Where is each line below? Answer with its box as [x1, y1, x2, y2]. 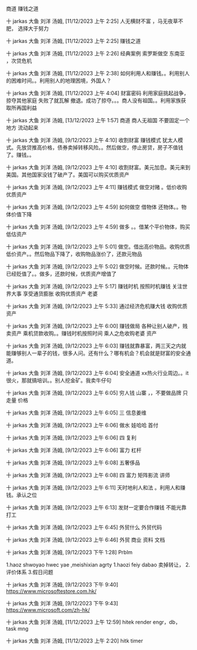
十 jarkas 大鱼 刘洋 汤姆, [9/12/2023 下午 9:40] [6, 581, 118, 588]
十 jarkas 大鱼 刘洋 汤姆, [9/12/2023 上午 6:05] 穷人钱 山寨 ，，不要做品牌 [6, 390, 182, 396]
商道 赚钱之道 [6, 5, 39, 12]
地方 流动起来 [6, 124, 39, 131]
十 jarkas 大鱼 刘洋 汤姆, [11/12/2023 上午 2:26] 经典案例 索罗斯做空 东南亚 [6, 50, 185, 57]
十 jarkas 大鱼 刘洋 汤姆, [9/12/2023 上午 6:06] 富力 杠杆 [6, 447, 142, 454]
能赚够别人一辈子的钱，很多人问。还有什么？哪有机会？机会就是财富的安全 [6, 350, 186, 357]
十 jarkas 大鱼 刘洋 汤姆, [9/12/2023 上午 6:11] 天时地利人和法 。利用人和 [6, 484, 181, 491]
